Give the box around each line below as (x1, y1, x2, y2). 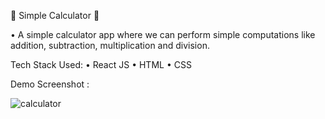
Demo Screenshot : (10, 78, 90, 90)
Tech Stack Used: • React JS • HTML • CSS (10, 59, 192, 70)
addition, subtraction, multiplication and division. (10, 40, 210, 51)
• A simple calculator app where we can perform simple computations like (10, 29, 316, 40)
